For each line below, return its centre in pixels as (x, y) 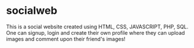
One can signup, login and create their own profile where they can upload (96, 32)
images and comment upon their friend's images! (66, 39)
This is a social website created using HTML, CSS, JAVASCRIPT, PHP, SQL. (97, 27)
